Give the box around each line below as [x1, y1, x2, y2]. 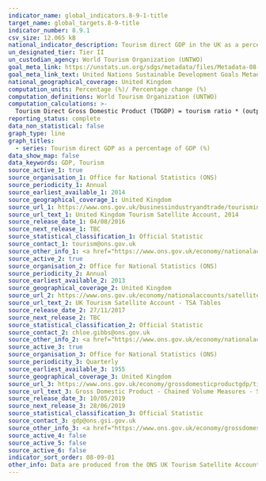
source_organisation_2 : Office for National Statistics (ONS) [8, 262, 218, 270]
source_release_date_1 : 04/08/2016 [8, 218, 126, 226]
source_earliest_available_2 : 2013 [8, 277, 126, 285]
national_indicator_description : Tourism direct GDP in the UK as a [8, 41, 239, 49]
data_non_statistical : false [8, 122, 104, 130]
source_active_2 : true [8, 254, 83, 262]
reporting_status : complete [8, 115, 101, 123]
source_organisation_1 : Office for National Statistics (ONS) [8, 174, 218, 182]
